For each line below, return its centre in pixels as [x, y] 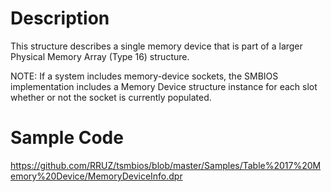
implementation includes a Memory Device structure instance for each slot [164, 86]
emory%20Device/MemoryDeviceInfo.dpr [96, 176]
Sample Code [67, 138]
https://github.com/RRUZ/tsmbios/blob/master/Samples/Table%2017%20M [166, 165]
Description [60, 18]
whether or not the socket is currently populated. [111, 97]
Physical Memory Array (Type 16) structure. [100, 56]
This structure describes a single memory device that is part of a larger [156, 46]
